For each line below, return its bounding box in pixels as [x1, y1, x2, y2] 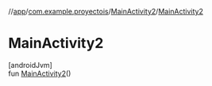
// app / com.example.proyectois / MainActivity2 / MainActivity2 [8, 7, 204, 16]
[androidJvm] [8, 60, 53, 69]
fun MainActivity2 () [8, 69, 71, 78]
